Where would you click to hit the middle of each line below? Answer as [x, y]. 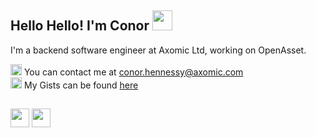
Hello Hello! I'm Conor [80, 26]
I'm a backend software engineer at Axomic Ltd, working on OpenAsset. [158, 50]
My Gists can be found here [81, 85]
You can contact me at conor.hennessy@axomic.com [133, 72]
